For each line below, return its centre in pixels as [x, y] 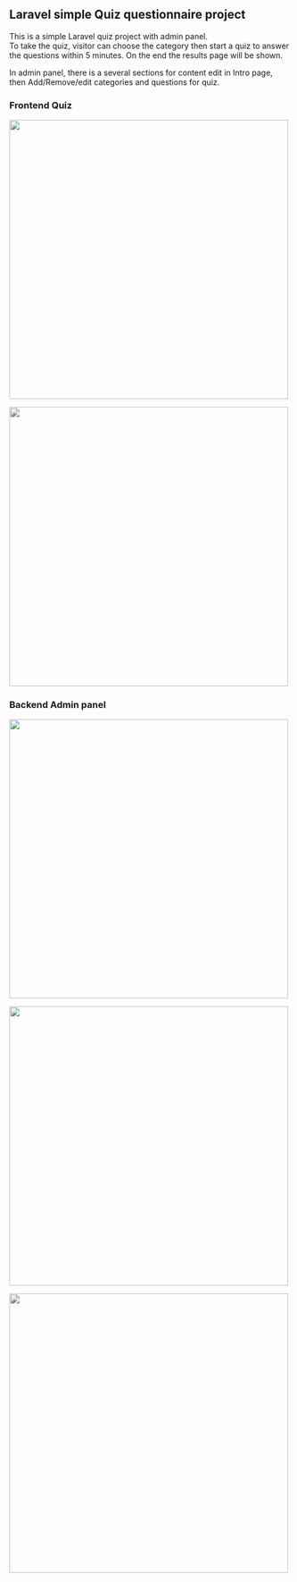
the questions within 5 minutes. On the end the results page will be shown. [146, 55]
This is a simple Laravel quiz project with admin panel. [108, 36]
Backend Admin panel [58, 705]
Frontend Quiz [41, 105]
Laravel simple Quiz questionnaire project [128, 15]
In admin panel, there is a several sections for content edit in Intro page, [141, 72]
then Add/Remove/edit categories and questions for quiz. [115, 82]
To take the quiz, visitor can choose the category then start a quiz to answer [149, 46]
